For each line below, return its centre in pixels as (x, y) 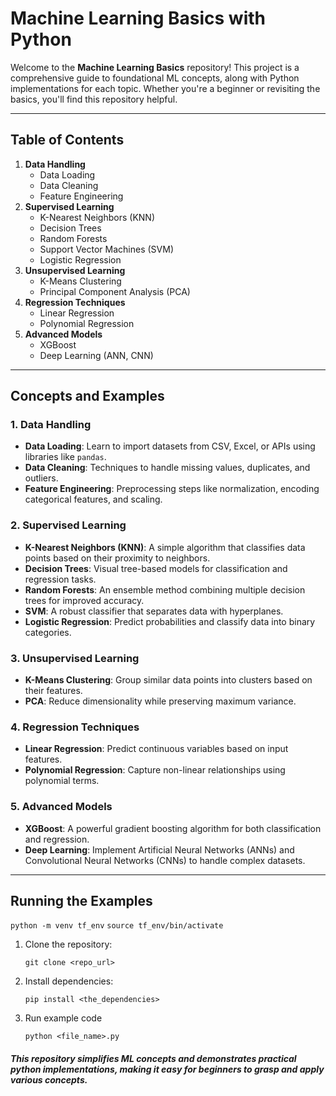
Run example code (63, 1018)
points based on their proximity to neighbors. (117, 558)
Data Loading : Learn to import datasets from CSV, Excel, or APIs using (170, 446)
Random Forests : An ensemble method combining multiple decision (165, 589)
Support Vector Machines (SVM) (106, 249)
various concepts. (49, 1080)
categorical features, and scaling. (93, 499)
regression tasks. (60, 579)
